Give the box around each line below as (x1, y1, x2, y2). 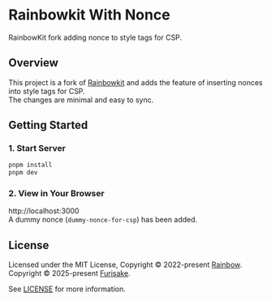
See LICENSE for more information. (8, 284, 126, 294)
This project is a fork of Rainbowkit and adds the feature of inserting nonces (8, 77, 263, 87)
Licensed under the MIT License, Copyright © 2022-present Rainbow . (8, 260, 243, 269)
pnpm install (8, 161, 53, 170)
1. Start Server (8, 143, 67, 154)
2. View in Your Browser (8, 188, 105, 200)
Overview (8, 56, 59, 70)
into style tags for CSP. (8, 86, 85, 96)
